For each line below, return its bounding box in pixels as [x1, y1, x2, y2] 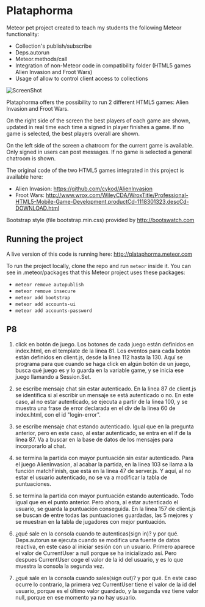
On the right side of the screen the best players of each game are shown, [6, 117, 190, 124]
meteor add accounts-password [15, 307, 93, 314]
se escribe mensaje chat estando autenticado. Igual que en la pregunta [15, 423, 194, 430]
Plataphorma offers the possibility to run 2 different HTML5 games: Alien [6, 99, 189, 106]
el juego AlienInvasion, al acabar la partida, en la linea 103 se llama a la [15, 460, 193, 468]
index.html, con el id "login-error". [15, 411, 101, 418]
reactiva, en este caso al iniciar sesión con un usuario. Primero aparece [15, 543, 195, 550]
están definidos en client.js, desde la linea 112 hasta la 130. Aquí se [15, 353, 183, 361]
